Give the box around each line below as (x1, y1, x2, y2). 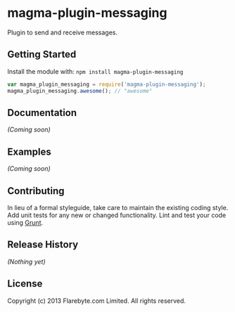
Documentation (7, 107, 77, 119)
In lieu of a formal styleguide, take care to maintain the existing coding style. (7, 203, 229, 212)
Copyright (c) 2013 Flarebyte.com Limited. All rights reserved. (7, 297, 186, 305)
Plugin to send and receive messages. (7, 28, 118, 37)
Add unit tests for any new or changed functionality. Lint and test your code (7, 211, 227, 219)
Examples (7, 145, 51, 157)
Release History (7, 239, 79, 251)
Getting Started (7, 48, 77, 60)
